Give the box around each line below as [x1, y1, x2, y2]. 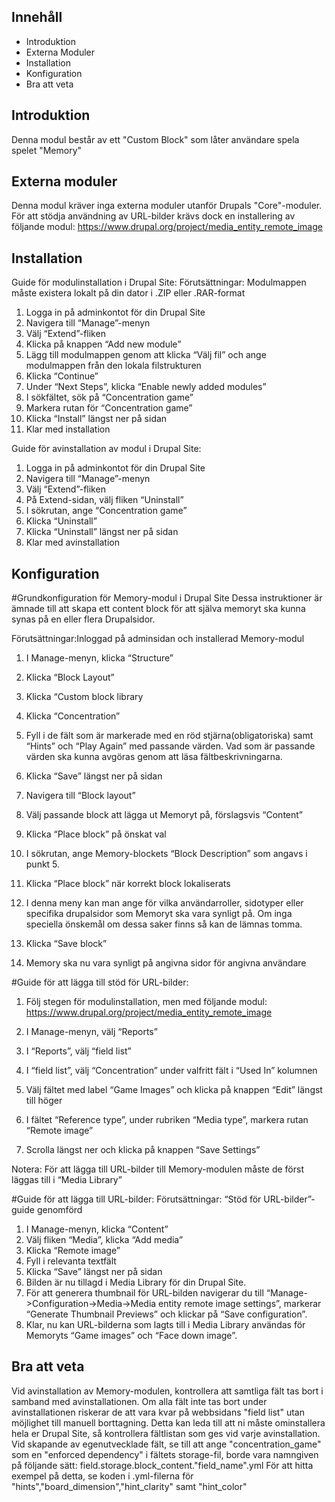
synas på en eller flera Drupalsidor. [11, 613, 156, 625]
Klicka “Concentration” [25, 710, 121, 722]
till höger [25, 1095, 63, 1107]
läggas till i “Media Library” [11, 1174, 123, 1186]
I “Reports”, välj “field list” [25, 1045, 132, 1057]
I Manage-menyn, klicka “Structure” [25, 652, 174, 664]
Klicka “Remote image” [25, 1245, 121, 1257]
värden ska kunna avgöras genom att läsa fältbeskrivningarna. [25, 751, 283, 763]
